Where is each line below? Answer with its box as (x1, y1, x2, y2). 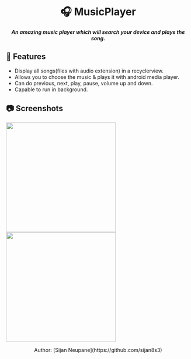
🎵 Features (6, 51, 46, 62)
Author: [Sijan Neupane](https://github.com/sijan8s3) (34, 346, 162, 353)
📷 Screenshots (6, 103, 63, 113)
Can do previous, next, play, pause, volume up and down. (14, 80, 153, 87)
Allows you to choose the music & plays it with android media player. (14, 73, 180, 80)
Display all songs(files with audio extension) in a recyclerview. (14, 67, 164, 74)
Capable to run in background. (14, 86, 88, 93)
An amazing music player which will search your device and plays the (11, 28, 185, 36)
